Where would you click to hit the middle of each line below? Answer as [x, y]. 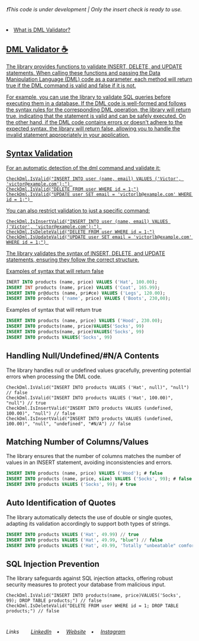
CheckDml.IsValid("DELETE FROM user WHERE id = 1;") [73, 189]
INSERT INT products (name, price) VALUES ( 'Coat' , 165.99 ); [83, 288]
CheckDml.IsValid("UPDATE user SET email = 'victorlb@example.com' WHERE [99, 194]
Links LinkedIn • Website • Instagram [66, 631]
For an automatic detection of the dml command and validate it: [84, 168]
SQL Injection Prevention [53, 564]
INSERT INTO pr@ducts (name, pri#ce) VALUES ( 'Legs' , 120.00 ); [86, 293]
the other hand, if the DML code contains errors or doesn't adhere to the [94, 122]
